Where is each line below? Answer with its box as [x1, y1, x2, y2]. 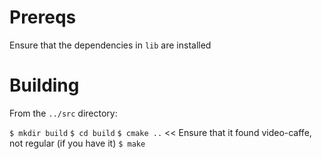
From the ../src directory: [9, 107, 118, 119]
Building [9, 74, 80, 97]
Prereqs [9, 6, 77, 29]
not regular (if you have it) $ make [9, 137, 146, 149]
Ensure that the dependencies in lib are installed [9, 39, 212, 51]
